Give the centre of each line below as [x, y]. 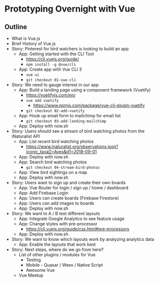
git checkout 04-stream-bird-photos [63, 168]
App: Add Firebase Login [43, 193]
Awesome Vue [40, 270]
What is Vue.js [26, 38]
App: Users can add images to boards [57, 203]
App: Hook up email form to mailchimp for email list [70, 116]
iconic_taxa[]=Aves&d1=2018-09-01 [61, 152]
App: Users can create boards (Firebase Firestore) [69, 198]
